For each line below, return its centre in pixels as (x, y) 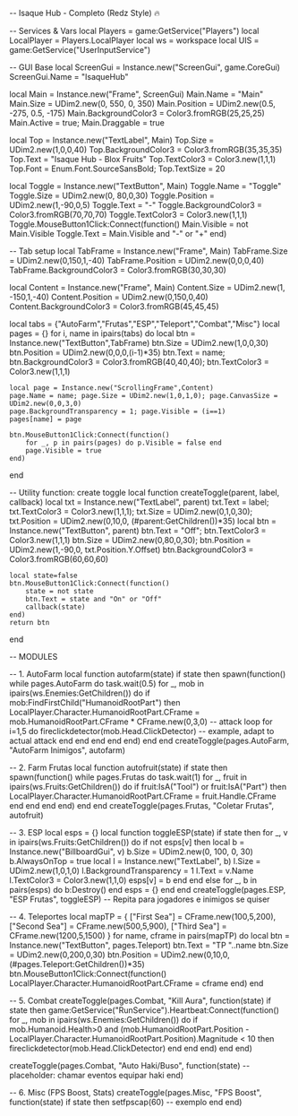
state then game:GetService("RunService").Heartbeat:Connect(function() (145, 1010)
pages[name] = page (46, 420)
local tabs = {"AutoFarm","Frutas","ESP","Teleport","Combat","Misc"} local (145, 324)
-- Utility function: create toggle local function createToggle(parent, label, (145, 493)
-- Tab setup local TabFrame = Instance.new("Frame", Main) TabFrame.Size (149, 251)
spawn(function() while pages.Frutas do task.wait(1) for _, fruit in (128, 777)
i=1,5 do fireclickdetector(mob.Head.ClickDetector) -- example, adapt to (142, 731)
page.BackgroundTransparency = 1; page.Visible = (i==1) (118, 411)
